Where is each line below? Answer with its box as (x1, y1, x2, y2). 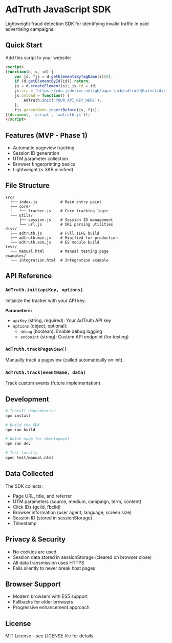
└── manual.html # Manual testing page (10, 249, 109, 254)
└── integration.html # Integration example (10, 257, 109, 263)
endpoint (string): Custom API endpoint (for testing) (20, 333, 129, 339)
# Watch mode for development (5, 436, 70, 441)
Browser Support (5, 579, 61, 588)
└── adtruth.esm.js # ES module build (10, 239, 100, 245)
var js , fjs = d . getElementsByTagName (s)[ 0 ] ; (14, 74, 114, 79)
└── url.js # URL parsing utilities (18, 222, 114, 227)
